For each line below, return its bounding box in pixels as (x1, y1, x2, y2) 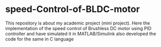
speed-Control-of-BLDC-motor (5, 3, 140, 15)
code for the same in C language (5, 36, 74, 42)
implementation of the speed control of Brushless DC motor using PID (5, 25, 152, 31)
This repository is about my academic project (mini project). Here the (5, 20, 150, 26)
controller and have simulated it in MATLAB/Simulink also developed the (5, 30, 156, 36)
